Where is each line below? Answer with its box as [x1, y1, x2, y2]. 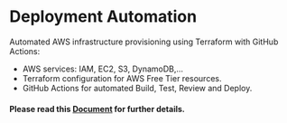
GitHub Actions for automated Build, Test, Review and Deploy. [22, 82, 253, 93]
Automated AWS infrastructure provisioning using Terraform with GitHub [9, 36, 279, 47]
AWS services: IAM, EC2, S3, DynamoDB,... [22, 63, 183, 74]
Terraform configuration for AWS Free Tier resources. [22, 72, 222, 83]
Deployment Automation [9, 6, 197, 27]
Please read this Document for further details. [9, 103, 185, 114]
